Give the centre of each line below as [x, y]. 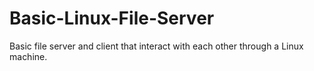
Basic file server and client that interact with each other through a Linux [156, 46]
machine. [28, 56]
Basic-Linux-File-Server [112, 18]
